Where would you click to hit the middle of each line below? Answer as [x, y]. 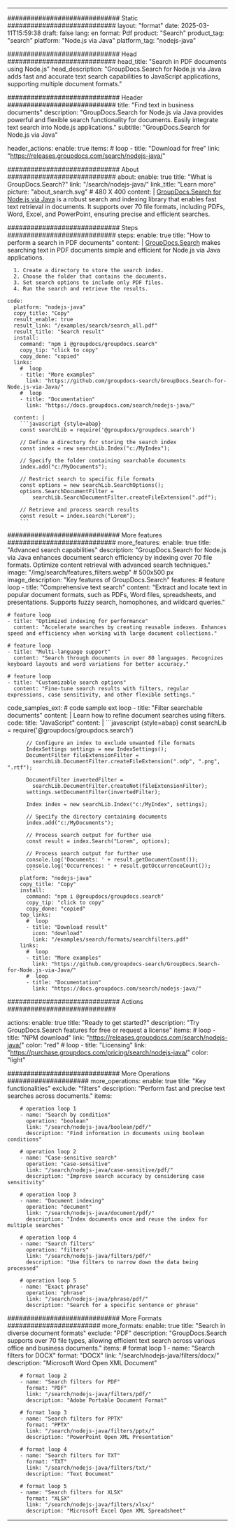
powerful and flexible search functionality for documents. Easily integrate [113, 120]
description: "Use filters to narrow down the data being [112, 1262]
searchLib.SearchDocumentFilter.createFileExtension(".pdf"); [125, 497]
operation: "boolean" [57, 1121]
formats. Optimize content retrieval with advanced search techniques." [109, 565]
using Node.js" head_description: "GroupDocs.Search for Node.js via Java [114, 69]
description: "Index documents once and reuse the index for [117, 1219]
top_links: [36, 915]
